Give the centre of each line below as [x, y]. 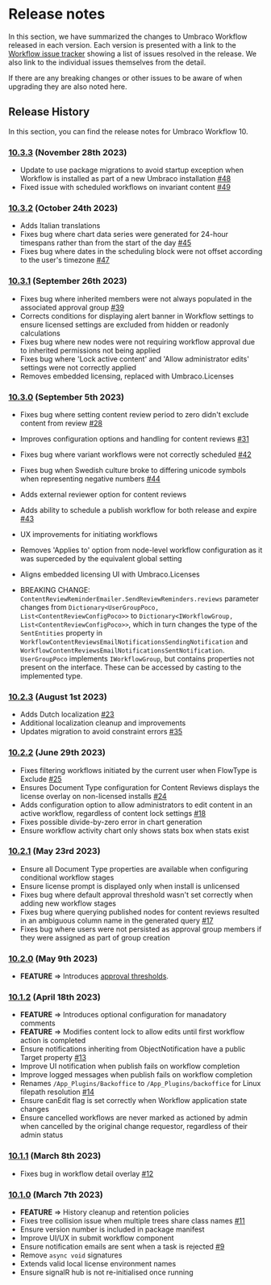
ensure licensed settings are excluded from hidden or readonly [125, 324]
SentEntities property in [61, 632]
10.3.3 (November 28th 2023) [68, 152]
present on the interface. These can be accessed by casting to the [131, 667]
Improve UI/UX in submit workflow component [97, 1238]
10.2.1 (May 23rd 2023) [54, 852]
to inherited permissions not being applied [90, 350]
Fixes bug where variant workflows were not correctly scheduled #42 [135, 454]
